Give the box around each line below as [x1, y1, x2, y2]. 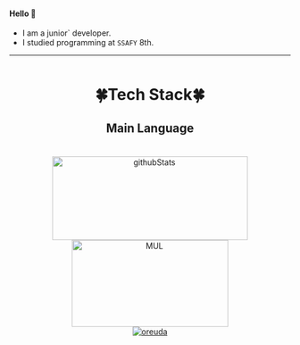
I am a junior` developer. [21, 28, 112, 38]
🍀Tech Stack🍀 [95, 85, 205, 105]
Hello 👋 [9, 8, 37, 19]
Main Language [105, 120, 195, 136]
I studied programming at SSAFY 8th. [21, 37, 154, 48]
